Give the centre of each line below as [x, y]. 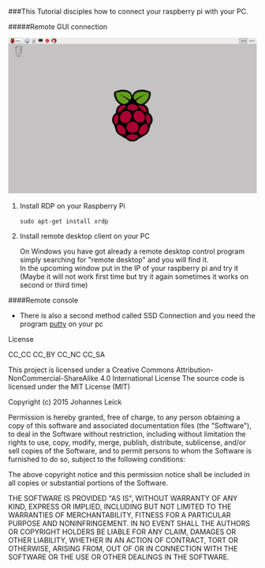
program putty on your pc [62, 324]
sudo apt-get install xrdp [64, 221]
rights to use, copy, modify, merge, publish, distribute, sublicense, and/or [127, 442]
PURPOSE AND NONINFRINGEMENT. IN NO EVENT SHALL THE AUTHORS [129, 523]
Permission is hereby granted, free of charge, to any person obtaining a [124, 417]
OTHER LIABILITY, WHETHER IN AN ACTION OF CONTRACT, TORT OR [123, 540]
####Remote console [43, 300]
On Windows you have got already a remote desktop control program [132, 251]
